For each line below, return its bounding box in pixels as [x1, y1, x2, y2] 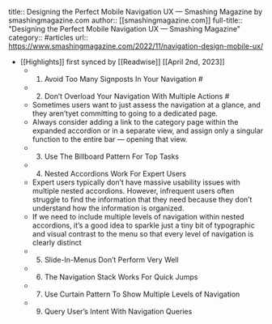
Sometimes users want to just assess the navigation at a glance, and [32, 100, 261, 109]
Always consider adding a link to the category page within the [32, 117, 239, 126]
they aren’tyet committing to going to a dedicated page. [32, 109, 219, 118]
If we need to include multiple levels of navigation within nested [32, 212, 244, 221]
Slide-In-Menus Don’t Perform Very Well [44, 255, 180, 264]
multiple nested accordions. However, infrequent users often [32, 186, 235, 195]
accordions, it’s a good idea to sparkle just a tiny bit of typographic [32, 220, 255, 230]
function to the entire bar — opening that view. [32, 134, 188, 144]
